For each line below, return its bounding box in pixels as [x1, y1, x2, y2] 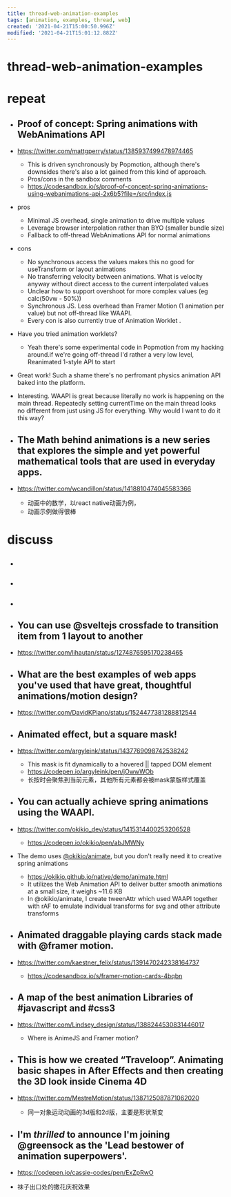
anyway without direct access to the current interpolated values [27, 280, 209, 288]
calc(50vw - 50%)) [27, 295, 81, 303]
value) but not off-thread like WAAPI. [27, 309, 132, 317]
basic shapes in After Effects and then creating [17, 1065, 224, 1076]
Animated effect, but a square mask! [17, 729, 177, 740]
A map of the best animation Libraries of [17, 991, 194, 1004]
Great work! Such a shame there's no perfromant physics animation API [17, 371, 221, 379]
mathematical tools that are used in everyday [17, 455, 216, 467]
